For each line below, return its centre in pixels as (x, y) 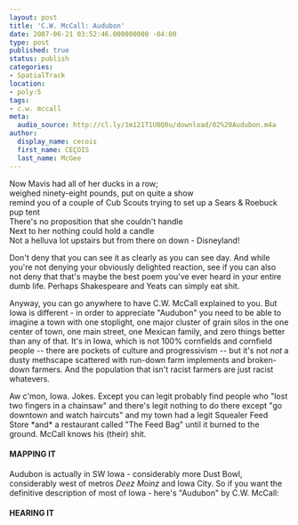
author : (24, 133)
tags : (19, 100)
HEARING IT (32, 513)
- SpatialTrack (37, 76)
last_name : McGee (49, 158)
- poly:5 (25, 92)
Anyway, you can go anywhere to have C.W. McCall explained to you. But (143, 303)
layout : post (33, 17)
